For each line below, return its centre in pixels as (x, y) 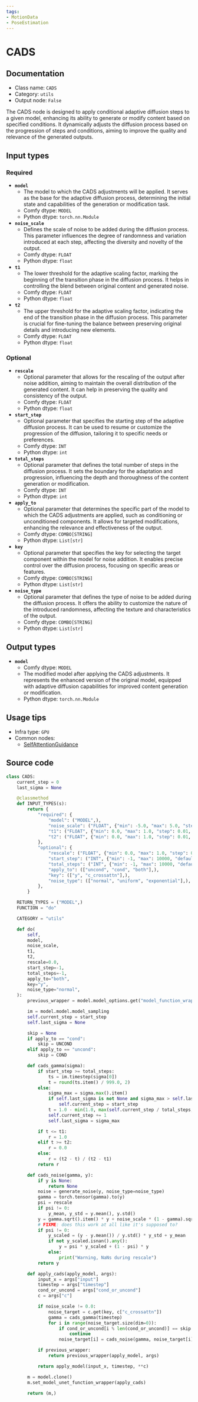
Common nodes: (35, 738)
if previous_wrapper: (64, 1350)
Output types (31, 647)
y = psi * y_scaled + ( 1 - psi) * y (104, 1247)
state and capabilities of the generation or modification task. (96, 204)
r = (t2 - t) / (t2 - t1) (80, 1159)
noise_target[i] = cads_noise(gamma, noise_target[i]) (127, 1340)
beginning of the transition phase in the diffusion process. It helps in (106, 280)
